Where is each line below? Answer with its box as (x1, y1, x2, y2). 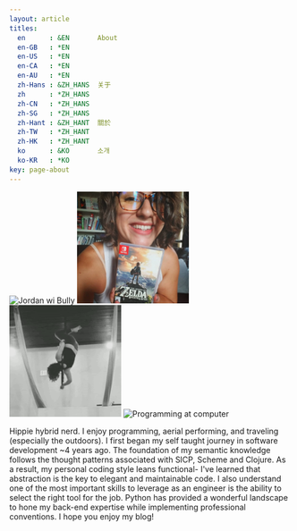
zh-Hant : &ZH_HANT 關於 (17, 118, 112, 127)
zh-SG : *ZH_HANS (17, 108, 90, 118)
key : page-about (9, 165, 70, 174)
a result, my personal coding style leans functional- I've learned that (9, 463, 261, 474)
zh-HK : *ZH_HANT (17, 137, 90, 147)
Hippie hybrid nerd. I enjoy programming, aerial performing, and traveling (9, 426, 279, 436)
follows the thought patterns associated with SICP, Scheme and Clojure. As (9, 454, 286, 465)
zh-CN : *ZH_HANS (17, 99, 90, 108)
